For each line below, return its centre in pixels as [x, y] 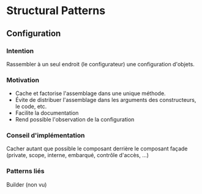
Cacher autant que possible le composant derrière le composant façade [97, 149]
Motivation [23, 80]
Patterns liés [25, 171]
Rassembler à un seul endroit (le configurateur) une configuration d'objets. [100, 64]
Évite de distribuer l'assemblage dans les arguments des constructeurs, [106, 100]
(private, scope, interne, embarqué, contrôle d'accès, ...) [77, 155]
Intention [20, 51]
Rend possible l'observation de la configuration [75, 120]
